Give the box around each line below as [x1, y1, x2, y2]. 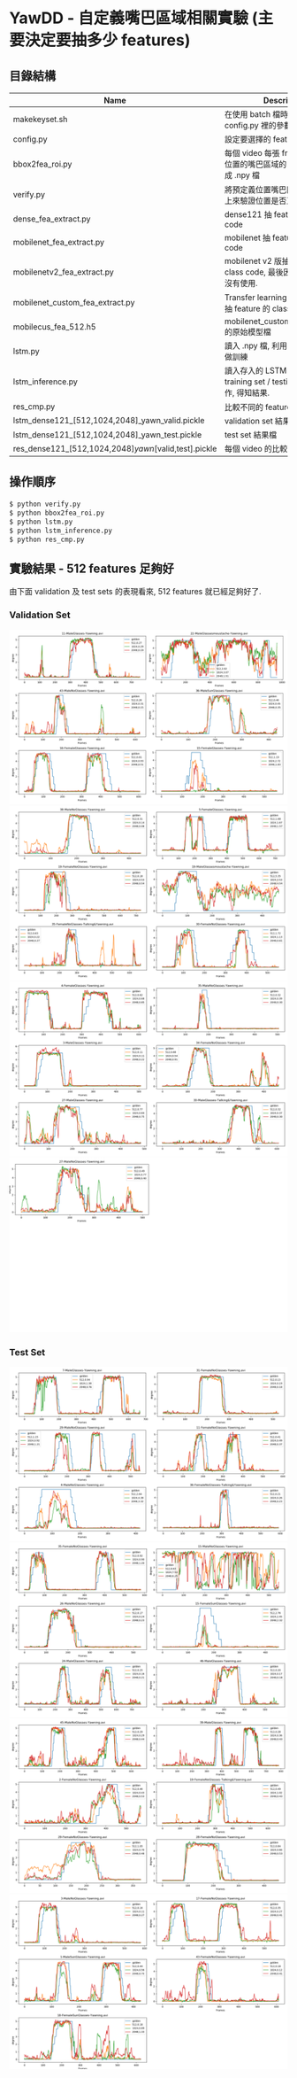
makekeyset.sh [12, 114, 68, 125]
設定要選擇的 [224, 134, 271, 144]
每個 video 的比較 [224, 444, 288, 454]
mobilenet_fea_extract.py [12, 236, 104, 247]
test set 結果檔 [224, 430, 277, 439]
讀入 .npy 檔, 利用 [224, 340, 287, 351]
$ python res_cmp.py [9, 535, 86, 544]
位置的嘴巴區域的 [224, 159, 287, 169]
